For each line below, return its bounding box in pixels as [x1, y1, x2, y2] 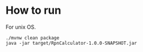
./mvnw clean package [5, 35, 60, 41]
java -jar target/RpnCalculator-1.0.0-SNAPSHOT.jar [5, 40, 137, 46]
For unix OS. [5, 23, 36, 30]
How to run [5, 4, 62, 17]
